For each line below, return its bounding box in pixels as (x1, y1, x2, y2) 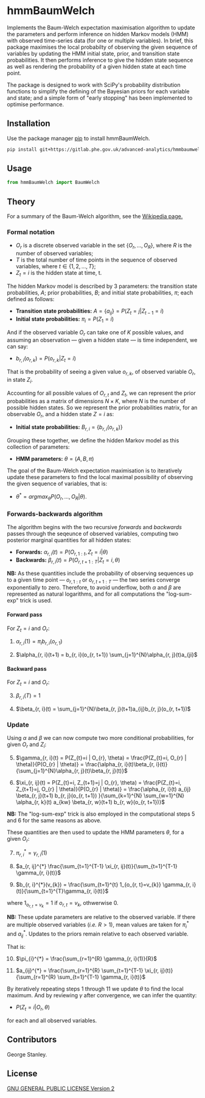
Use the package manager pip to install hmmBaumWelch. (7, 134, 151, 142)
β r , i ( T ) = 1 (15, 692, 41, 700)
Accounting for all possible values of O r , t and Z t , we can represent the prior (7, 389, 196, 398)
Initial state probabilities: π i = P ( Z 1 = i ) (15, 315, 114, 324)
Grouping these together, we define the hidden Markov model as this (7, 437, 179, 444)
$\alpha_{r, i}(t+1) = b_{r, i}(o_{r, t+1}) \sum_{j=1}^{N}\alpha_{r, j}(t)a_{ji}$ (15, 651, 198, 659)
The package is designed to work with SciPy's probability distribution (7, 81, 181, 89)
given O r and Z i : (7, 741, 47, 750)
